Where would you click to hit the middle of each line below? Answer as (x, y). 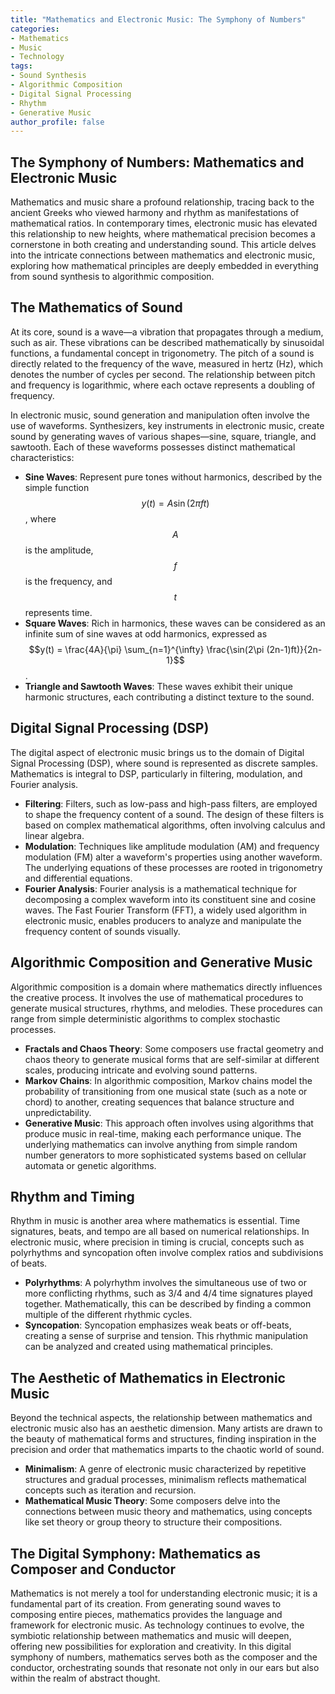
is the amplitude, (59, 550)
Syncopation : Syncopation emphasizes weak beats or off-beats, (158, 1325)
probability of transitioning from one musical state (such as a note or (166, 1091)
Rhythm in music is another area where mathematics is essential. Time (155, 1221)
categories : (35, 29)
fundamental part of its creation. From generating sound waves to (146, 1603)
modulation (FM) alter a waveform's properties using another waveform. (173, 857)
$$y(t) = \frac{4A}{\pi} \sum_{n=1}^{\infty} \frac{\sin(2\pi (146, 649)
